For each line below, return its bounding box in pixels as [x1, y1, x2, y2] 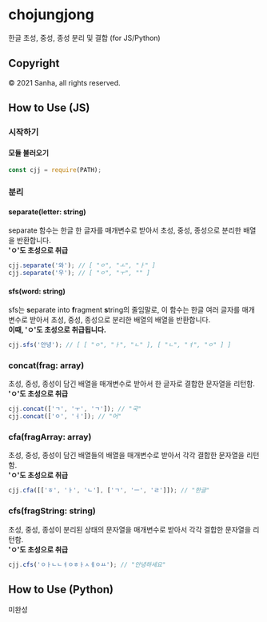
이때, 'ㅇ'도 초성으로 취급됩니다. [8, 325, 106, 335]
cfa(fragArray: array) [8, 432, 92, 443]
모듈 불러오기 [8, 148, 50, 157]
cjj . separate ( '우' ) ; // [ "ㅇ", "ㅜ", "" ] [8, 269, 150, 277]
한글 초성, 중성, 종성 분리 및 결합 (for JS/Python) [8, 33, 161, 42]
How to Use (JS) [8, 102, 90, 115]
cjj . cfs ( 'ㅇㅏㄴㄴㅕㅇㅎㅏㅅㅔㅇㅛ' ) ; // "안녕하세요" [8, 560, 166, 568]
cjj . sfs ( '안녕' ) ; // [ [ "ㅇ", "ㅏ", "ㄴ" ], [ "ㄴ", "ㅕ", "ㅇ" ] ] [8, 341, 232, 349]
